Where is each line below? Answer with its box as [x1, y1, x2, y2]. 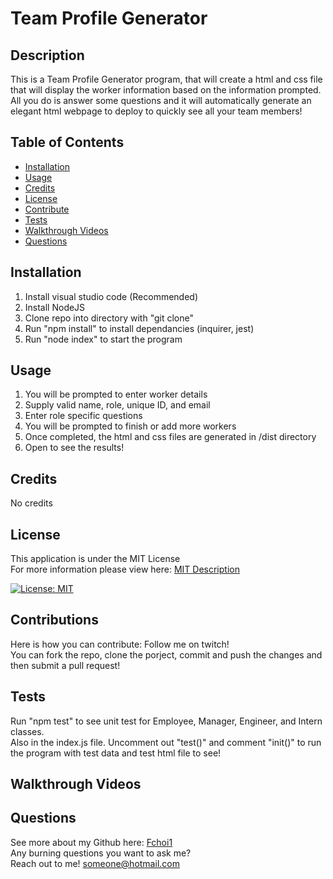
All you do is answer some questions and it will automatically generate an [10, 95, 312, 106]
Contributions [10, 612, 99, 629]
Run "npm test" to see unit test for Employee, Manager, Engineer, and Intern [10, 715, 323, 727]
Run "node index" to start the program [24, 333, 183, 345]
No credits [10, 497, 53, 509]
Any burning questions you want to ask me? [10, 847, 192, 859]
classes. [10, 725, 45, 737]
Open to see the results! [24, 442, 125, 454]
